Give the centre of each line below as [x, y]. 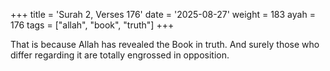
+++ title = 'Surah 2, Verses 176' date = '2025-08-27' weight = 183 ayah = [163, 14]
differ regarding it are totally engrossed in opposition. [120, 55]
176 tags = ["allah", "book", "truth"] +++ [92, 25]
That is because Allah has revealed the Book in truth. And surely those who [165, 44]
